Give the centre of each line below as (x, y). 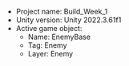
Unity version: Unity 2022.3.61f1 (69, 20)
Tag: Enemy (47, 45)
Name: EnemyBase (59, 37)
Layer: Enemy (50, 54)
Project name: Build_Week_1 (62, 12)
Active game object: (49, 28)
